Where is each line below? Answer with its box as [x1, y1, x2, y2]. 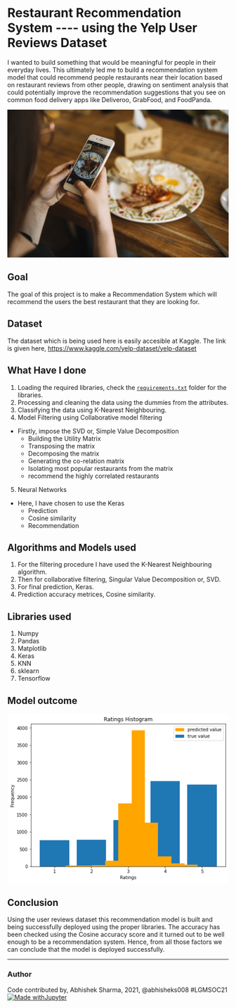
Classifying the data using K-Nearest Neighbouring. [17, 405, 167, 414]
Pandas [17, 637, 40, 645]
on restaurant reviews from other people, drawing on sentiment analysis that [7, 80, 229, 89]
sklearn [17, 667, 40, 675]
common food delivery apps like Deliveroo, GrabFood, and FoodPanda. [7, 95, 212, 103]
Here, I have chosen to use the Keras [17, 498, 125, 508]
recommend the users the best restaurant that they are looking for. [7, 297, 200, 305]
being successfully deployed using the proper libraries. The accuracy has [7, 923, 221, 931]
